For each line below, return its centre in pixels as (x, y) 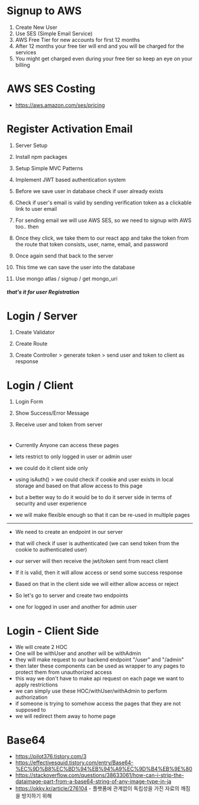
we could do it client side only (51, 468)
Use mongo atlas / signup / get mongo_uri (66, 278)
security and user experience (51, 504)
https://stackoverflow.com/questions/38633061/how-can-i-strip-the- (99, 775)
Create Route (31, 344)
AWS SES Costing (51, 89)
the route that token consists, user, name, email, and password (92, 244)
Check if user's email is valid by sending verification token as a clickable (103, 203)
